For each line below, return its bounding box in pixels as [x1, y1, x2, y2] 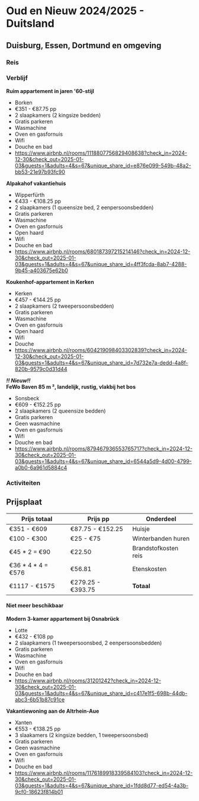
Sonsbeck [14, 394, 40, 401]
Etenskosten [132, 564, 167, 573]
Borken [14, 99, 33, 106]
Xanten [14, 719, 33, 726]
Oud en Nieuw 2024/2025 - [6, 4, 145, 18]
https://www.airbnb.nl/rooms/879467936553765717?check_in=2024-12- [14, 445, 193, 452]
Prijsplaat [6, 497, 43, 508]
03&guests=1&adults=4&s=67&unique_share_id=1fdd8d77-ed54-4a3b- [14, 781, 189, 789]
